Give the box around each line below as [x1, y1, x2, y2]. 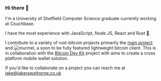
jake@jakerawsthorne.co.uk [5, 70, 61, 76]
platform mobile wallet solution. [5, 55, 69, 61]
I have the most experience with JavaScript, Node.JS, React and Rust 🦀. [5, 30, 151, 36]
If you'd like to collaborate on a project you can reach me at [5, 65, 126, 71]
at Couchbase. [5, 21, 35, 27]
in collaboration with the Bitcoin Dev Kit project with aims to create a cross [5, 50, 156, 56]
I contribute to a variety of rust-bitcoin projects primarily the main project [5, 40, 153, 46]
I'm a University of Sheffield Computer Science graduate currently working [5, 16, 157, 22]
